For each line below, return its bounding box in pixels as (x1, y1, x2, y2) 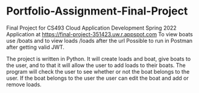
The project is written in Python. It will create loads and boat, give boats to (6, 55, 191, 62)
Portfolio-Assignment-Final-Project (6, 4, 188, 18)
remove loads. (6, 80, 42, 88)
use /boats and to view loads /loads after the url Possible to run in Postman (6, 37, 193, 44)
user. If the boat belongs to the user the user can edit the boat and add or (6, 74, 189, 82)
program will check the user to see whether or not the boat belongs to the (6, 68, 190, 75)
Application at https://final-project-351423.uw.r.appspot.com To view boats (6, 30, 193, 37)
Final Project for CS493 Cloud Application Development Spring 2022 (6, 24, 177, 31)
